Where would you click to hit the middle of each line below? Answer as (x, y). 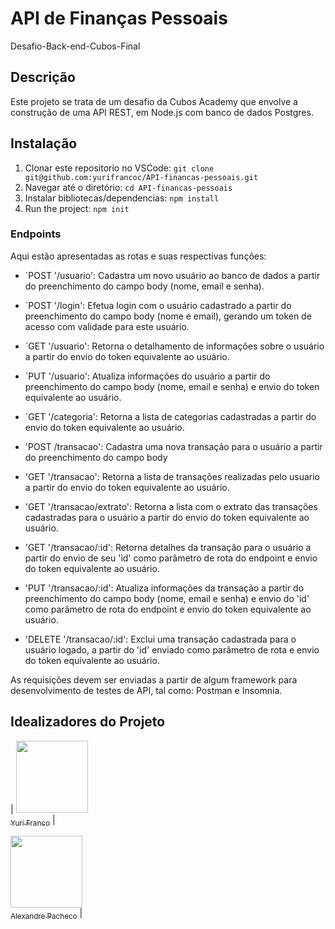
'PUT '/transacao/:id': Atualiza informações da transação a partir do (164, 588)
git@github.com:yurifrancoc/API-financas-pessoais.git (141, 177)
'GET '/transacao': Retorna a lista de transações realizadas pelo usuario (172, 476)
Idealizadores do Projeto (88, 722)
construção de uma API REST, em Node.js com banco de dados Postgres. (162, 112)
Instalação (44, 143)
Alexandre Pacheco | (46, 914)
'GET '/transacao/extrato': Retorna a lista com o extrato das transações (171, 506)
